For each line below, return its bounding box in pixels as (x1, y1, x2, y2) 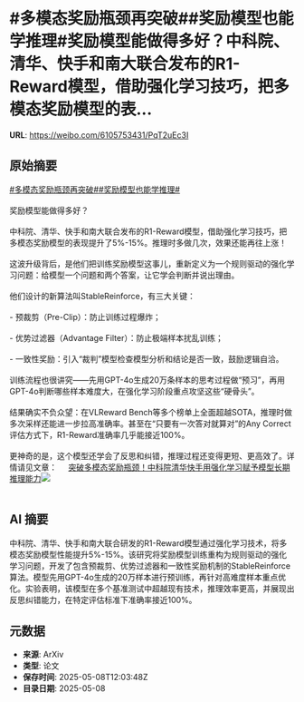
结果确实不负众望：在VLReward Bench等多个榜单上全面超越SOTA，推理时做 (9, 406, 292, 417)
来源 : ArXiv (22, 649, 64, 660)
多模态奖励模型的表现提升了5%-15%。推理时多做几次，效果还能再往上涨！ (9, 237, 288, 248)
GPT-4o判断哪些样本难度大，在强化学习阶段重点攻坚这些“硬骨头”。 (9, 385, 260, 396)
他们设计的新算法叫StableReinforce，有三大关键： (9, 290, 196, 301)
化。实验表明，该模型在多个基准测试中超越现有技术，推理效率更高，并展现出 (9, 582, 295, 594)
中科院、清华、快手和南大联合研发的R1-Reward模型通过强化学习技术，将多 (9, 537, 288, 549)
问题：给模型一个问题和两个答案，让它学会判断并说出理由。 (16, 269, 240, 280)
